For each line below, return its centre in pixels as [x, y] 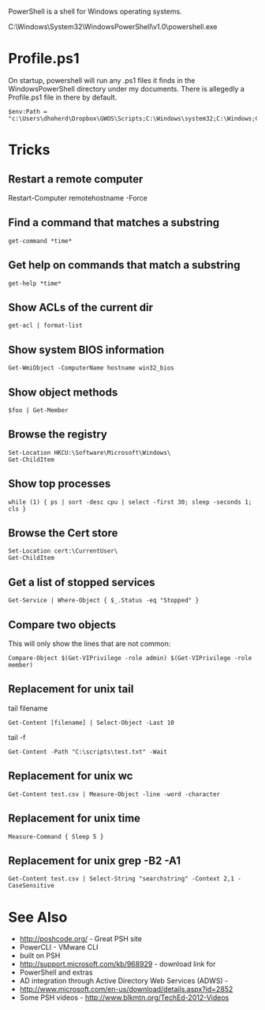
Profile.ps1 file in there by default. [63, 97]
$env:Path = [28, 111]
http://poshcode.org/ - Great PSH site [80, 939]
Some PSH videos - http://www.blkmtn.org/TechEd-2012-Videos [124, 997]
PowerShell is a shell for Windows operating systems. [95, 11]
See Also [38, 917]
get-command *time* [40, 241]
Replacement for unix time [74, 819]
